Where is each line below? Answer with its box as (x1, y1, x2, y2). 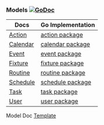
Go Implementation (40, 21, 95, 29)
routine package (40, 69, 86, 77)
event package (40, 50, 82, 58)
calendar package (40, 40, 91, 48)
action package (40, 31, 84, 39)
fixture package (40, 59, 84, 67)
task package (40, 88, 78, 96)
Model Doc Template (6, 112, 57, 119)
